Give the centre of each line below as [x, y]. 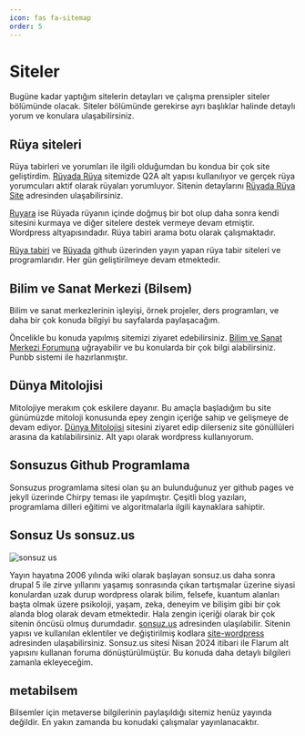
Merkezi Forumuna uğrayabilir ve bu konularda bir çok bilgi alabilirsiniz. [142, 348]
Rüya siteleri [46, 144]
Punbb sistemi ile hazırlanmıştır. [69, 357]
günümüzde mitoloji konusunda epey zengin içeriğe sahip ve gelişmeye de [149, 417]
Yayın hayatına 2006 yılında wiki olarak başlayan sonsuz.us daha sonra [142, 575]
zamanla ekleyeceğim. [51, 662]
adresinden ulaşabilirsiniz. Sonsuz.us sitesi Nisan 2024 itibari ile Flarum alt [149, 642]
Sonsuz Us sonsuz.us [72, 535]
